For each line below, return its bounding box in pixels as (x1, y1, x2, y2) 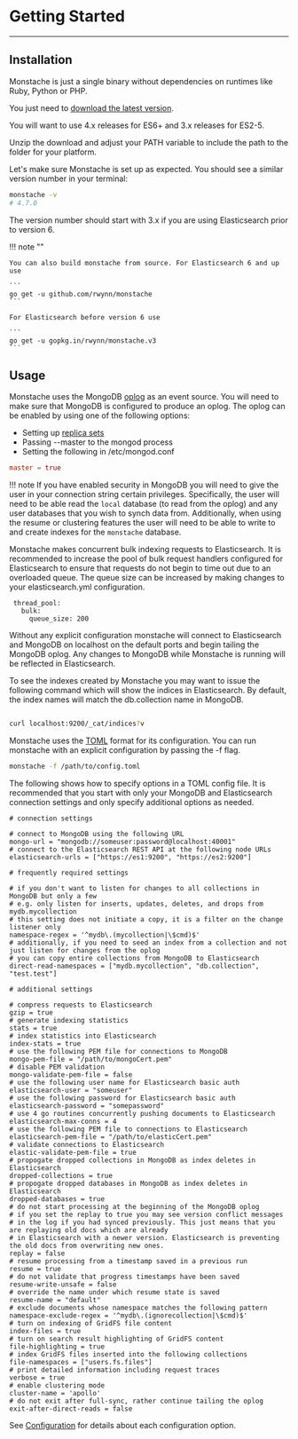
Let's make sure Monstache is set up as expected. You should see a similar (9, 163, 284, 174)
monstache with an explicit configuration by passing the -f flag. (9, 745, 241, 755)
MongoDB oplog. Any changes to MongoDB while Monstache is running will (9, 649, 286, 660)
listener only (9, 922, 62, 931)
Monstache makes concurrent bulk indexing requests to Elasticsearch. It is (9, 544, 282, 555)
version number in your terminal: (9, 173, 129, 184)
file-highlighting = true (9, 1342, 105, 1351)
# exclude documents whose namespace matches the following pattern (9, 1303, 268, 1312)
